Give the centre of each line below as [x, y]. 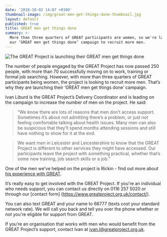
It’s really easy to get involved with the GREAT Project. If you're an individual [83, 183]
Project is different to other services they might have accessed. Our [86, 148]
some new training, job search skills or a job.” [64, 159]
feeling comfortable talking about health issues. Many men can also [86, 122]
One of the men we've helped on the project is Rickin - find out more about [82, 168]
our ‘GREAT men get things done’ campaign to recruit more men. [78, 42]
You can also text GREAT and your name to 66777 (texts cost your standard [83, 204]
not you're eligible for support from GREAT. [49, 214]
